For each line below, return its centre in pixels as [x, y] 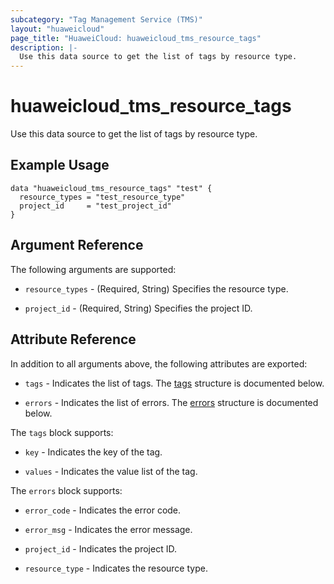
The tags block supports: [62, 432]
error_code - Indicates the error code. [103, 510]
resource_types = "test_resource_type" [102, 197]
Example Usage [60, 165]
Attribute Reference [73, 339]
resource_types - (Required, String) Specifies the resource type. [156, 288]
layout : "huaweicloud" [57, 29]
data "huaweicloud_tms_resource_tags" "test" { [111, 188]
